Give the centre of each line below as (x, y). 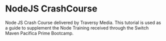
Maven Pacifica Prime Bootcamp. (39, 33)
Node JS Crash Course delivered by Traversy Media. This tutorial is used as (83, 22)
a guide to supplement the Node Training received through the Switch (77, 27)
